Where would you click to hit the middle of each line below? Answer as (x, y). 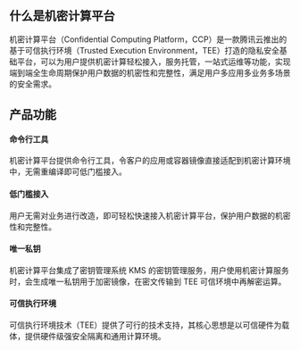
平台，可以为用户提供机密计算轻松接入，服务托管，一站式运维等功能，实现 (154, 62)
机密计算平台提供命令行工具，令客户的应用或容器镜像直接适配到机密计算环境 (150, 161)
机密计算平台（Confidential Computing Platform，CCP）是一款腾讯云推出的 (148, 39)
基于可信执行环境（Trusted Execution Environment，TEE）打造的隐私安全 (144, 50)
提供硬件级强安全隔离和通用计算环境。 (95, 337)
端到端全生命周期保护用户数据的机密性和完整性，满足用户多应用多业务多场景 (150, 72)
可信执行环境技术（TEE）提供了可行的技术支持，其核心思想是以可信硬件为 (146, 325)
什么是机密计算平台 (62, 16)
